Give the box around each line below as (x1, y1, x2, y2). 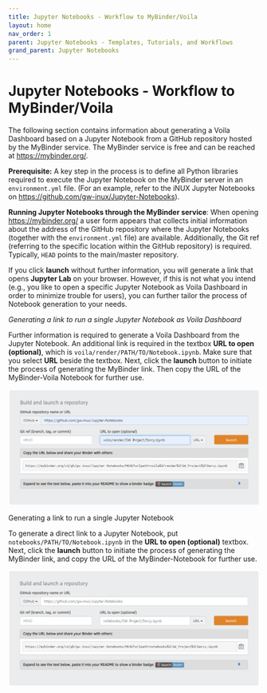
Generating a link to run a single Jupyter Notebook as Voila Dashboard (8, 315, 241, 325)
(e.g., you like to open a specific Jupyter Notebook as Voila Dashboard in (8, 282, 249, 292)
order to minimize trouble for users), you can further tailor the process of (8, 291, 247, 301)
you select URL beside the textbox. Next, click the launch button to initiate (8, 356, 253, 365)
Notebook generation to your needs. (8, 300, 128, 309)
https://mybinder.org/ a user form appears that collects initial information (8, 216, 248, 225)
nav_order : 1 (8, 30, 52, 38)
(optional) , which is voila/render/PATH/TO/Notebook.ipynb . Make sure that (8, 348, 253, 357)
